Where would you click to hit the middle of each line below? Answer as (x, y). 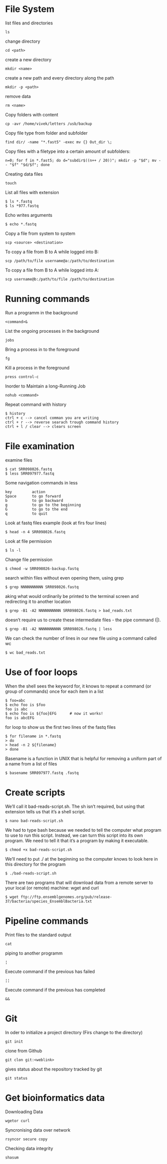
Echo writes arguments (29, 215)
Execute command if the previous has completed (55, 990)
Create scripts (35, 792)
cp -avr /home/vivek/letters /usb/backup (49, 124)
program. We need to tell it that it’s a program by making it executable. (77, 840)
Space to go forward (33, 496)
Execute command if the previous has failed (50, 971)
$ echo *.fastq (21, 224)
